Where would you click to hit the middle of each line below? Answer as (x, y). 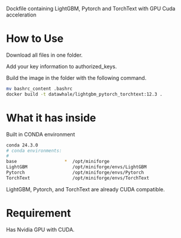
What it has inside (51, 118)
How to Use (35, 39)
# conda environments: (34, 151)
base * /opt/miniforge (58, 162)
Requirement (38, 213)
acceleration (21, 15)
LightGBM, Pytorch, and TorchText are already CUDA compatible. (85, 189)
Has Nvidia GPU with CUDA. (41, 229)
